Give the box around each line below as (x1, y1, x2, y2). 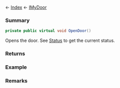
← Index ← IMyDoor (5, 5, 47, 10)
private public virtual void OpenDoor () (5, 28, 92, 33)
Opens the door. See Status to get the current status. (5, 37, 115, 43)
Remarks (5, 77, 28, 84)
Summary (5, 17, 30, 24)
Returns (5, 50, 25, 57)
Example (5, 64, 27, 71)
